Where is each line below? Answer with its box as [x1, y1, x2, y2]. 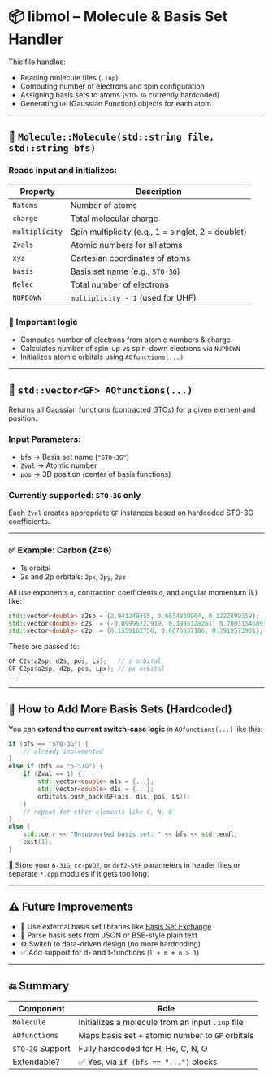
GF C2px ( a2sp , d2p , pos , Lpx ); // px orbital [8, 665, 165, 673]
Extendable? [12, 1056, 60, 1067]
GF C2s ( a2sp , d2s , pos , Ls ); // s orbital [8, 657, 162, 665]
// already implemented [23, 747, 104, 755]
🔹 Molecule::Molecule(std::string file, [8, 130, 215, 144]
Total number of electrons [70, 279, 169, 290]
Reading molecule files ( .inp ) [19, 72, 119, 82]
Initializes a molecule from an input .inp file [78, 1017, 244, 1028]
